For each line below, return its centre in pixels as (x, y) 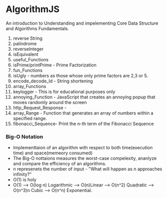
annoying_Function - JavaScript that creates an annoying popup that (84, 97)
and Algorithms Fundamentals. (37, 28)
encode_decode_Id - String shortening (53, 81)
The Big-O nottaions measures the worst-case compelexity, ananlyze (85, 158)
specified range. (30, 118)
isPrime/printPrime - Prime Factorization (55, 65)
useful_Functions (31, 59)
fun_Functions (28, 70)
